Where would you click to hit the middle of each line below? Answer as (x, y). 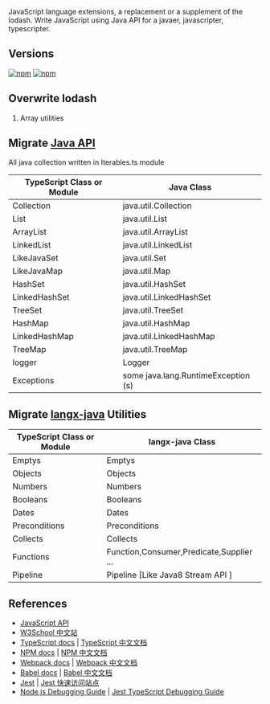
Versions (31, 54)
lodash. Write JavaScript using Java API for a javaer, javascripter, (116, 20)
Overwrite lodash (53, 98)
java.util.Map (147, 271)
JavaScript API (45, 623)
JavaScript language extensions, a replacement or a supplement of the (126, 12)
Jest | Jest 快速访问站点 (59, 683)
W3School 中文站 (49, 632)
